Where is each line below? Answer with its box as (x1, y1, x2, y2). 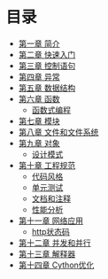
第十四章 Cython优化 (18, 260, 95, 270)
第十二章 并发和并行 (18, 237, 91, 248)
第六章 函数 (18, 93, 60, 104)
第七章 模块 (18, 115, 60, 126)
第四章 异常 (18, 71, 60, 81)
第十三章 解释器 (18, 248, 76, 259)
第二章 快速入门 (18, 49, 76, 59)
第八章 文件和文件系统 (18, 127, 99, 137)
